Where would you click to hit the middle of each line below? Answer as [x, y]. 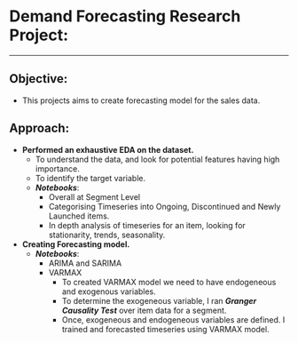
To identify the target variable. [90, 178]
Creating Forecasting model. [76, 244]
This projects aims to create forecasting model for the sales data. [141, 100]
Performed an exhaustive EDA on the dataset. [108, 149]
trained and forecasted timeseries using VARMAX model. [165, 329]
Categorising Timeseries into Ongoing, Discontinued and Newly [165, 206]
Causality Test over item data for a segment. [144, 310]
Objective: [39, 79]
